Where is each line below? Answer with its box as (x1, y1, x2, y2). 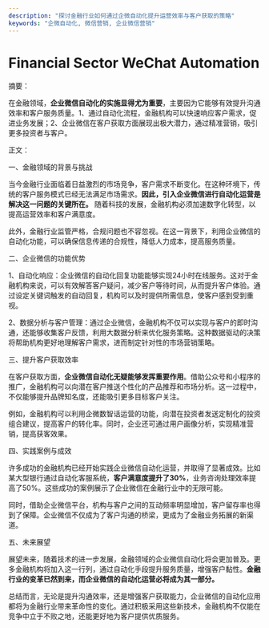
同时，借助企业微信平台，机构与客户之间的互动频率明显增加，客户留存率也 (8, 500, 254, 510)
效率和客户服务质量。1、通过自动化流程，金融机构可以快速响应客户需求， (8, 108, 250, 118)
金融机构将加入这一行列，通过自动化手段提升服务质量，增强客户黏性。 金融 (14, 565, 261, 574)
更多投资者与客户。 (8, 128, 72, 138)
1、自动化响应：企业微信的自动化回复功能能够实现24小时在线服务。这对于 (8, 270, 252, 281)
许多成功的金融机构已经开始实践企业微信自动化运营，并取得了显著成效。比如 (8, 463, 261, 473)
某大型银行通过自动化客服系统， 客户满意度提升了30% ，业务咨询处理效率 (8, 473, 250, 483)
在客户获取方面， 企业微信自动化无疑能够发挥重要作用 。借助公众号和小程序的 (8, 372, 261, 382)
